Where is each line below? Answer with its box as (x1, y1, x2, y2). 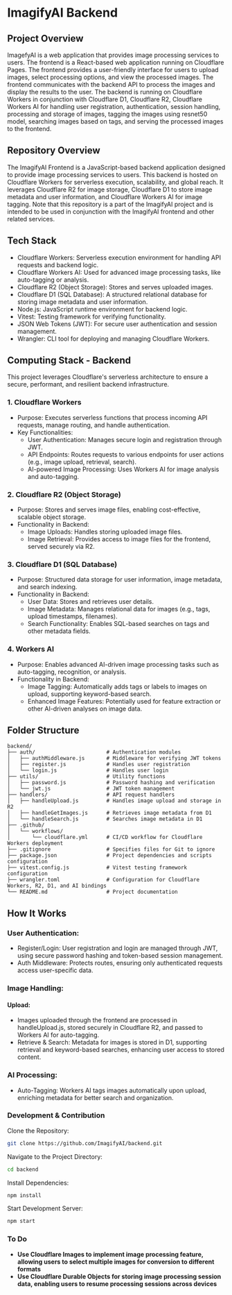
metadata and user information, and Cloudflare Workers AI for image (7, 192, 203, 201)
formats (17, 1264, 42, 1273)
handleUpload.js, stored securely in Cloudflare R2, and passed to (17, 1024, 203, 1032)
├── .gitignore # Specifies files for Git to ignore (7, 846, 215, 853)
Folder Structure (7, 725, 80, 736)
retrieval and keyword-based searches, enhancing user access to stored (17, 1046, 225, 1054)
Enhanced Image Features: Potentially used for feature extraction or (27, 697, 222, 705)
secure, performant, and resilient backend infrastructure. (7, 380, 170, 389)
